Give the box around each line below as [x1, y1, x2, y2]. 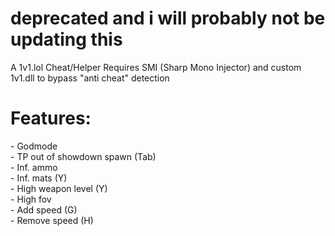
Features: [10, 107, 92, 130]
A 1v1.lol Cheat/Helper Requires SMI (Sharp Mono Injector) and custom [10, 61, 302, 73]
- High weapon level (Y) [10, 182, 108, 194]
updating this [10, 28, 123, 51]
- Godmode [10, 140, 58, 152]
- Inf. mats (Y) [10, 172, 68, 184]
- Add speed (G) [10, 203, 78, 216]
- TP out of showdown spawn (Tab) [10, 150, 157, 162]
